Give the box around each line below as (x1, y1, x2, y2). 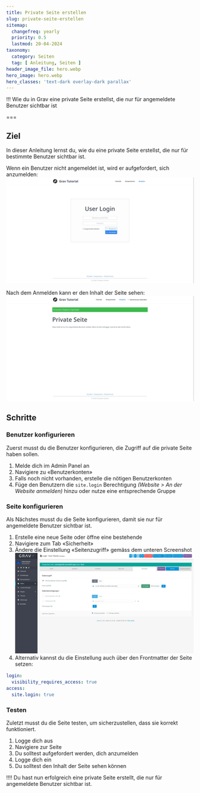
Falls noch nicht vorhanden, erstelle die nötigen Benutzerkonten (14, 474, 172, 482)
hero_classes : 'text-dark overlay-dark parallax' (6, 79, 132, 85)
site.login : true (11, 691, 55, 698)
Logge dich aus (14, 737, 54, 744)
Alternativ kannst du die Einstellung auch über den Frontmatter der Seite (14, 654, 192, 661)
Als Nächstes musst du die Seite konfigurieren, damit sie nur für (6, 516, 162, 523)
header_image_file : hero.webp (6, 66, 82, 72)
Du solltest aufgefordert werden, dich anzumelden (14, 750, 139, 757)
